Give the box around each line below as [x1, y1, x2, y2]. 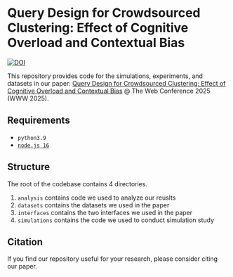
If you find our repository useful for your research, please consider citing [7, 255, 218, 263]
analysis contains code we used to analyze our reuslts [17, 193, 176, 202]
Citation [7, 236, 44, 247]
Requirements [7, 115, 70, 127]
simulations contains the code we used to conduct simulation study [17, 216, 215, 224]
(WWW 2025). [7, 94, 49, 103]
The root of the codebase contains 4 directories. [7, 179, 147, 188]
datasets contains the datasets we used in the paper [17, 200, 170, 209]
